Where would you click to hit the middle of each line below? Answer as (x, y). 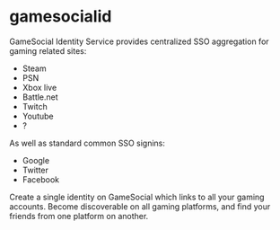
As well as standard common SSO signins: (87, 143)
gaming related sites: (48, 50)
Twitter (35, 170)
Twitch (35, 106)
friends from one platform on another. (79, 216)
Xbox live (39, 87)
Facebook (41, 179)
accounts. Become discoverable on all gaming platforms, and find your (140, 206)
